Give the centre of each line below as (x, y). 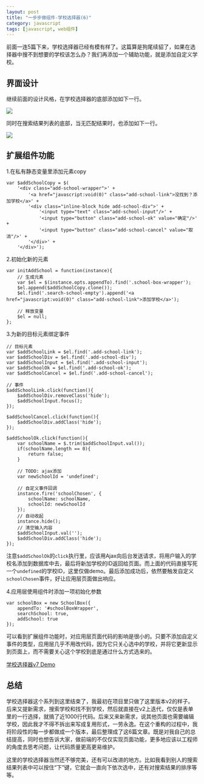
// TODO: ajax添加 (39, 471)
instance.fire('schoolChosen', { (59, 493)
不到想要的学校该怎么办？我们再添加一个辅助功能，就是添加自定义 (110, 55)
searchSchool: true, (43, 614)
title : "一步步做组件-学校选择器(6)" (49, 18)
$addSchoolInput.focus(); (50, 401)
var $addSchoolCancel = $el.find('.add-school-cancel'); (80, 373)
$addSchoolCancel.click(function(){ (53, 417)
